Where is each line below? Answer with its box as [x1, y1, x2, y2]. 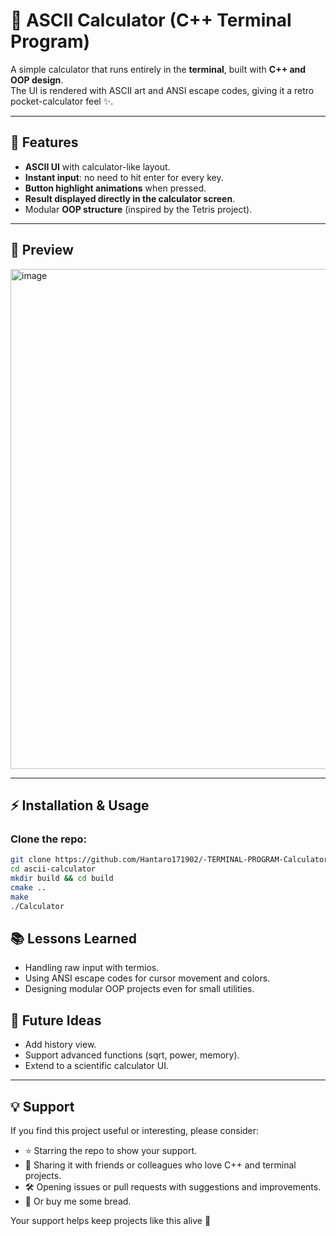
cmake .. [10, 882, 47, 893]
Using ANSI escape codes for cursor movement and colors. [24, 972, 271, 984]
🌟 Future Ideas [10, 1012, 102, 1029]
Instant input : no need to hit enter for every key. [24, 171, 224, 183]
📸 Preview [10, 242, 74, 259]
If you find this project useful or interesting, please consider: [10, 1124, 260, 1136]
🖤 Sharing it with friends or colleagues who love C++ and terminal [24, 1159, 297, 1171]
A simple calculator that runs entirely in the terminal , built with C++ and [10, 63, 307, 75]
